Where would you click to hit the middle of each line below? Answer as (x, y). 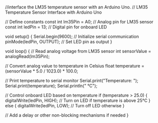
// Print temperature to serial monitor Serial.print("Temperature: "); (72, 81)
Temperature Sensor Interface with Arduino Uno (53, 12)
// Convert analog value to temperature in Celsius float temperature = (75, 66)
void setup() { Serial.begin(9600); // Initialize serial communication (72, 37)
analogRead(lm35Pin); (27, 56)
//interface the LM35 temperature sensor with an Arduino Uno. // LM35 (77, 7)
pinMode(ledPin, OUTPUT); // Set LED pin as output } (59, 42)
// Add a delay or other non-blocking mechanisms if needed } (67, 115)
